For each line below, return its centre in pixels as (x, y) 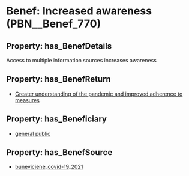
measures (27, 100)
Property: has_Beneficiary (56, 119)
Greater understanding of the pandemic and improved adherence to (99, 94)
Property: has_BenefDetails (59, 46)
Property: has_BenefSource (59, 152)
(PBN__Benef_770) (54, 24)
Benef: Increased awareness (79, 11)
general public (33, 133)
